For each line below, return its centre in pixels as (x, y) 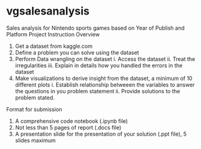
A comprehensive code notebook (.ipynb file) (71, 121)
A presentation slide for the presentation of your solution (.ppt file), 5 (101, 134)
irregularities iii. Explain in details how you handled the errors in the (99, 65)
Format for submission (34, 109)
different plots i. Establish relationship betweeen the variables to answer (105, 84)
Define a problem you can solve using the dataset (77, 52)
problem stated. (35, 98)
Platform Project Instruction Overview (53, 34)
